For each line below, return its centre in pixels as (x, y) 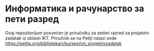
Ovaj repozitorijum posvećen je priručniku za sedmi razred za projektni (77, 33)
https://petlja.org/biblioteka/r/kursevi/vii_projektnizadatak (63, 43)
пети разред (32, 19)
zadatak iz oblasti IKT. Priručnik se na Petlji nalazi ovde (61, 38)
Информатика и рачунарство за (75, 9)
